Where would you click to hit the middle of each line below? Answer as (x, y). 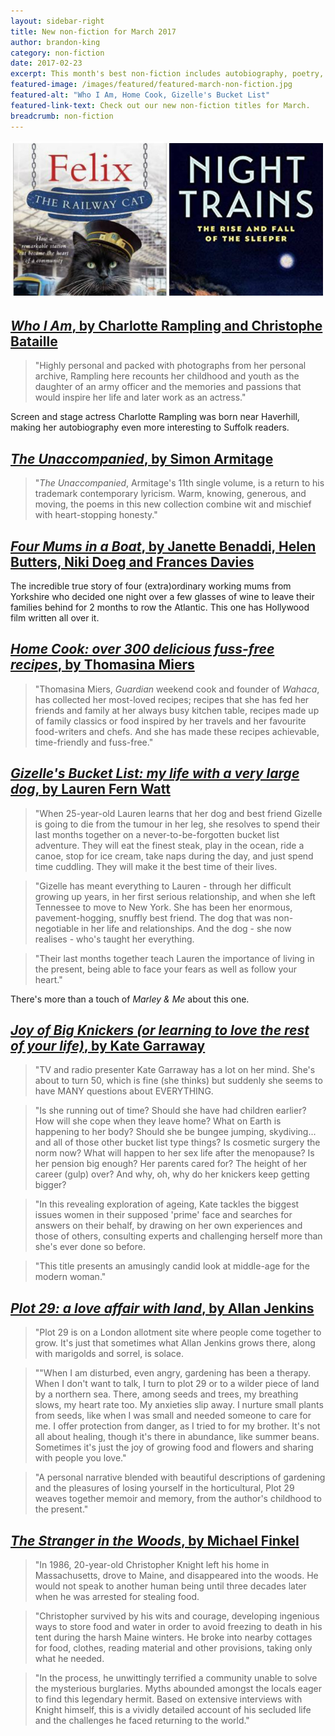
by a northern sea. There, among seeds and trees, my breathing (166, 1394)
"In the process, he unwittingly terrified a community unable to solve (176, 1678)
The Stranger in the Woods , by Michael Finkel (155, 1540)
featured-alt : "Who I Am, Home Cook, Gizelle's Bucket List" (140, 95)
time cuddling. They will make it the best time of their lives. (156, 866)
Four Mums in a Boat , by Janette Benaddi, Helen (163, 546)
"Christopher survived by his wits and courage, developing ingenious (177, 1616)
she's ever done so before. (90, 1247)
